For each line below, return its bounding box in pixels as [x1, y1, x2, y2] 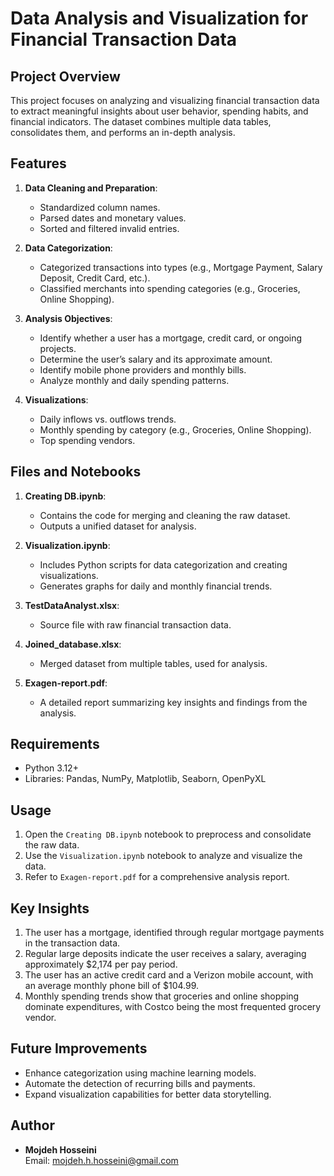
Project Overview [10, 68, 121, 85]
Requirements [10, 736, 100, 753]
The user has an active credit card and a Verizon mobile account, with [24, 969, 314, 981]
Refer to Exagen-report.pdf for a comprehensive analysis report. [24, 871, 290, 883]
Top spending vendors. [39, 434, 136, 446]
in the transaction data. [24, 937, 121, 949]
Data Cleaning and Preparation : [24, 182, 158, 194]
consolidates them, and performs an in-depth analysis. [10, 127, 236, 138]
